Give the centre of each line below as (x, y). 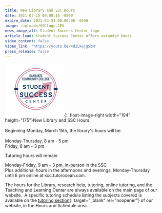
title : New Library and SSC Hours (40, 10)
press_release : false (27, 51)
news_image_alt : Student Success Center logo (52, 31)
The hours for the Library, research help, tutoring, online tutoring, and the (79, 185)
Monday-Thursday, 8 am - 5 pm (37, 141)
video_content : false (27, 41)
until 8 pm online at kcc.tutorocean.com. (46, 175)
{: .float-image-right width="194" (97, 115)
